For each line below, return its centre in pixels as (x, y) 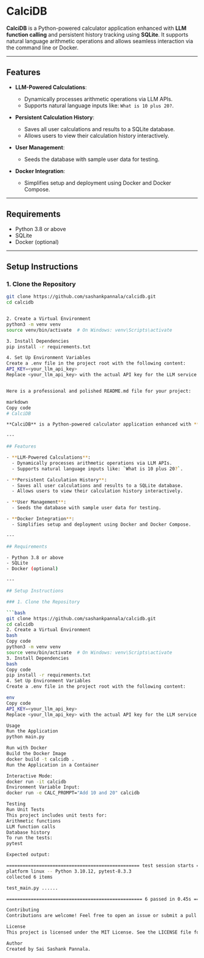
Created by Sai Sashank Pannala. (49, 949)
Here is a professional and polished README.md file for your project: (99, 391)
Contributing (23, 910)
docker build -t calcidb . (40, 759)
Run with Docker (27, 748)
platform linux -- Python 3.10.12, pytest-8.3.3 (69, 871)
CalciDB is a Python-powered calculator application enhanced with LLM (97, 28)
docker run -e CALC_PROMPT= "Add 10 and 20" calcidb (73, 793)
